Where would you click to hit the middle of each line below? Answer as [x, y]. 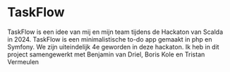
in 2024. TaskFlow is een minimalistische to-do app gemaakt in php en [110, 39]
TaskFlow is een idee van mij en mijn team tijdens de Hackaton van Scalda [115, 32]
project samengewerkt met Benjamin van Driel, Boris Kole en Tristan [106, 54]
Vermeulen [23, 61]
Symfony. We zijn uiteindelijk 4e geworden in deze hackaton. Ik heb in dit [114, 47]
